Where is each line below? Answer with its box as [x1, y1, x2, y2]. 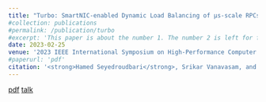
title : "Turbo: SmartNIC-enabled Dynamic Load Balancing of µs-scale [8, 11, 243, 20]
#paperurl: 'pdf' [8, 56, 66, 64]
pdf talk [8, 85, 33, 94]
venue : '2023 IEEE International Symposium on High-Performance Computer [8, 48, 257, 56]
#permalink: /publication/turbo [8, 26, 115, 34]
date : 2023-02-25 [8, 41, 66, 49]
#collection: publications [8, 19, 97, 27]
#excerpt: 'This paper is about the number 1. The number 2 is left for [8, 33, 253, 42]
